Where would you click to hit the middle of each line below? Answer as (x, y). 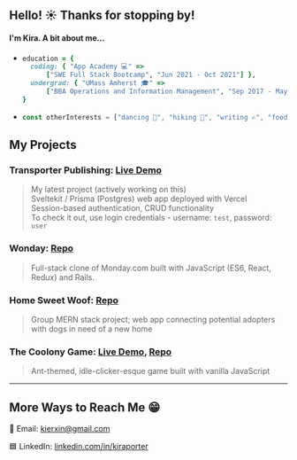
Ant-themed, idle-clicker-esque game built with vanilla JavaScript (150, 371)
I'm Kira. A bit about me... (57, 38)
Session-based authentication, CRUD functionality (122, 208)
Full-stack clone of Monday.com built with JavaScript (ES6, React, (151, 268)
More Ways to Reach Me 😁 (85, 407)
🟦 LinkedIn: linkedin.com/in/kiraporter (79, 447)
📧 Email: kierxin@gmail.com (60, 429)
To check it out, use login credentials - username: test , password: (151, 218)
